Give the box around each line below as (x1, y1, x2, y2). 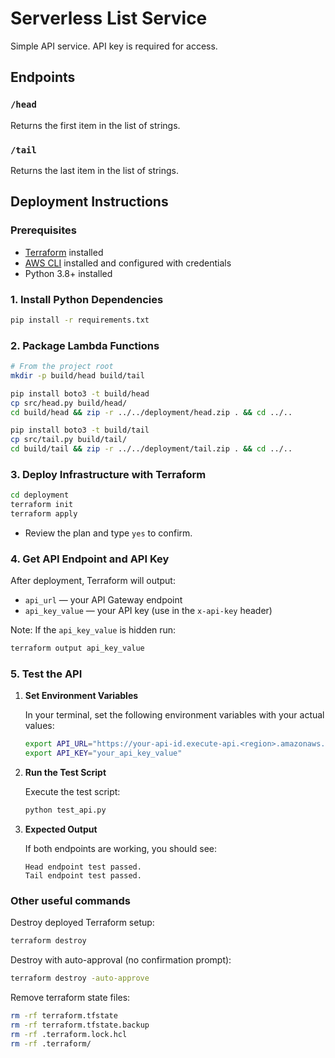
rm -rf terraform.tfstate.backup (10, 1020, 150, 1031)
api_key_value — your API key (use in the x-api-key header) (24, 605, 273, 617)
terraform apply (10, 509, 78, 519)
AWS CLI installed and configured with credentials (24, 257, 232, 269)
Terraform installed (24, 246, 104, 258)
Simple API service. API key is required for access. (10, 40, 218, 52)
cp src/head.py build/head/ (10, 398, 128, 408)
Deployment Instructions (10, 193, 169, 211)
